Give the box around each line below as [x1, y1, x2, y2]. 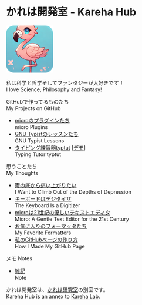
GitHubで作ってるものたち [6, 98, 69, 105]
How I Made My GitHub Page [14, 243, 85, 250]
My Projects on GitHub [6, 104, 61, 112]
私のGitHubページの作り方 [14, 236, 78, 243]
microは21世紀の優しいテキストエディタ [14, 208, 110, 216]
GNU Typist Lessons [14, 137, 65, 144]
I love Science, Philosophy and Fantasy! [6, 86, 102, 93]
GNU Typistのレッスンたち [14, 130, 79, 137]
